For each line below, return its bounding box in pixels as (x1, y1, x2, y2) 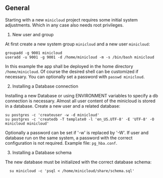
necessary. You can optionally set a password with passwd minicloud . (5, 73, 145, 80)
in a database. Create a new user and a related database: (5, 103, 120, 109)
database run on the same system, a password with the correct (5, 134, 133, 141)
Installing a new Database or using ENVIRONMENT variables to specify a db (5, 92, 158, 98)
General (5, 4, 30, 12)
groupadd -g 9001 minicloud (5, 50, 63, 55)
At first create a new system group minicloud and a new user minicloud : (5, 41, 150, 47)
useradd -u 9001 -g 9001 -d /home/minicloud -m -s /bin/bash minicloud (5, 55, 154, 60)
